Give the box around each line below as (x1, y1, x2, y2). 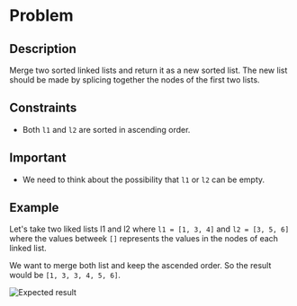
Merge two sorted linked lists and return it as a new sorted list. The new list (9, 65, 288, 75)
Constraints (9, 101, 77, 116)
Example (9, 200, 59, 215)
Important (9, 150, 67, 166)
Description (9, 41, 76, 57)
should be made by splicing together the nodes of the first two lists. (9, 74, 260, 85)
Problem (9, 5, 74, 26)
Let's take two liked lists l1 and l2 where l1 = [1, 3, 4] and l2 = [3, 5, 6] (9, 223, 290, 234)
